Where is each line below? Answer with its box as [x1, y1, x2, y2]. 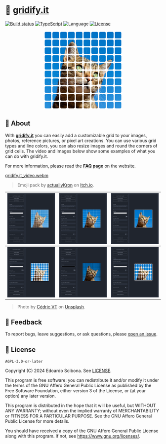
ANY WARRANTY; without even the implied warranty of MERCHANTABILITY [5, 408, 160, 414]
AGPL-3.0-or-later [5, 359, 43, 364]
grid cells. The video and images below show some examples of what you [5, 148, 156, 154]
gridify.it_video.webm [5, 172, 48, 178]
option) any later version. [5, 393, 56, 399]
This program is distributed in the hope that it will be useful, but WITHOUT [5, 403, 156, 408]
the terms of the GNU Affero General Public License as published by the [5, 382, 152, 389]
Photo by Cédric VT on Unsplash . [17, 303, 85, 310]
